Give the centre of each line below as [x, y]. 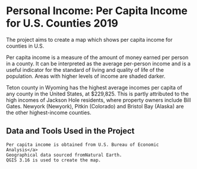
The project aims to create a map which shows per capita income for [89, 39]
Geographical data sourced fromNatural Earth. [64, 155]
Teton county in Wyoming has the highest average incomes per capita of [94, 87]
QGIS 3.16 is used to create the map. [54, 160]
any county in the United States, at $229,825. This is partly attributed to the [98, 94]
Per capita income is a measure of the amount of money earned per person [97, 57]
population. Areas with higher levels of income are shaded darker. [86, 76]
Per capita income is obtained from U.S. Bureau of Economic [83, 145]
